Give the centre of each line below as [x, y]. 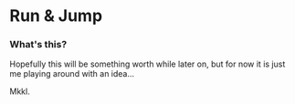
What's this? [38, 45]
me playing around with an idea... [72, 74]
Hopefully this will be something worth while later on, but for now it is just [147, 64]
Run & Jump [56, 16]
